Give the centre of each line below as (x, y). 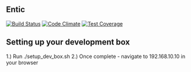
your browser (22, 62)
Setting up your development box (68, 42)
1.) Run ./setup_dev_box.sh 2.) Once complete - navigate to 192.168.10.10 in (96, 56)
